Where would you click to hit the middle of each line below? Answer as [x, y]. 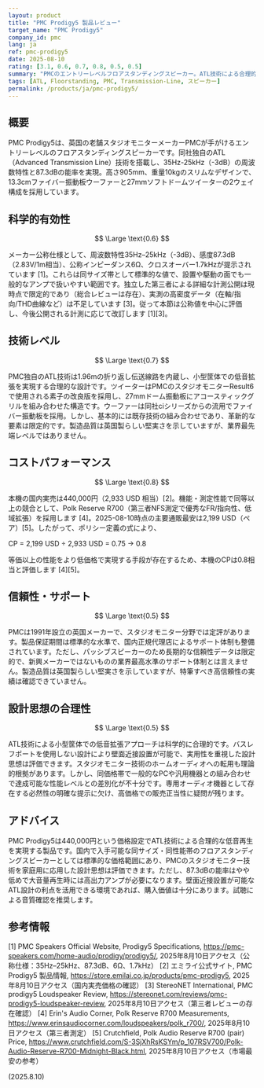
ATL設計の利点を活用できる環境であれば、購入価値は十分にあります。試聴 [128, 890]
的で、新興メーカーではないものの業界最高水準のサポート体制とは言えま [125, 662]
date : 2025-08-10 [37, 60]
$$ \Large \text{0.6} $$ [132, 238]
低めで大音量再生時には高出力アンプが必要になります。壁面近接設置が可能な [132, 880]
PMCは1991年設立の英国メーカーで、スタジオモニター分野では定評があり [126, 632]
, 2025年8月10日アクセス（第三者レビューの [175, 1003]
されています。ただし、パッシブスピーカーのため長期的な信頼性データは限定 [132, 652]
